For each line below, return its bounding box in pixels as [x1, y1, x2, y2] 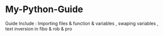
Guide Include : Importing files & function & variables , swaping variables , [5, 20, 159, 26]
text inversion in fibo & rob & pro [5, 25, 72, 31]
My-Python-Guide [5, 4, 83, 15]
